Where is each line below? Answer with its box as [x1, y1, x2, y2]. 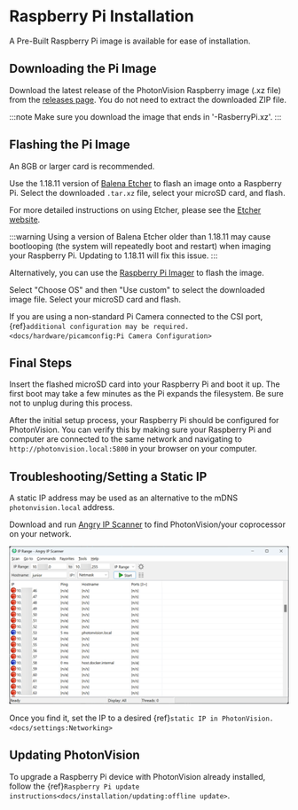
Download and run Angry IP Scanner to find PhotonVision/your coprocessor [9, 519, 286, 530]
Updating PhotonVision [9, 748, 140, 763]
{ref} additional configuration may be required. [9, 320, 189, 331]
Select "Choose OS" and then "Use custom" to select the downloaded [9, 284, 266, 295]
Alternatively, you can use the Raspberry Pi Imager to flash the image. [9, 267, 264, 278]
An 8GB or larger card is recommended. [9, 161, 155, 171]
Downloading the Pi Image [9, 61, 157, 76]
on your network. [9, 529, 73, 539]
